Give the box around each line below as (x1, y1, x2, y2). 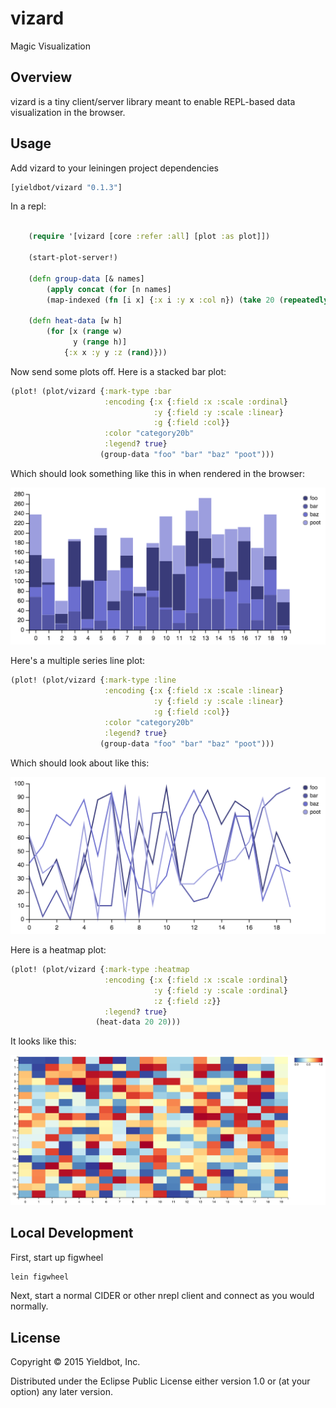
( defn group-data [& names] (28, 273, 145, 284)
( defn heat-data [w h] (28, 316, 123, 326)
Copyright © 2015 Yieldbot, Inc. (10, 1356, 141, 1368)
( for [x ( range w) (46, 327, 123, 337)
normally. (10, 1300, 49, 1312)
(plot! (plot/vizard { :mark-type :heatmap (10, 965, 190, 975)
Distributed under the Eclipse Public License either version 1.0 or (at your (10, 1375, 311, 1387)
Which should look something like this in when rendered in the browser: (10, 467, 306, 479)
